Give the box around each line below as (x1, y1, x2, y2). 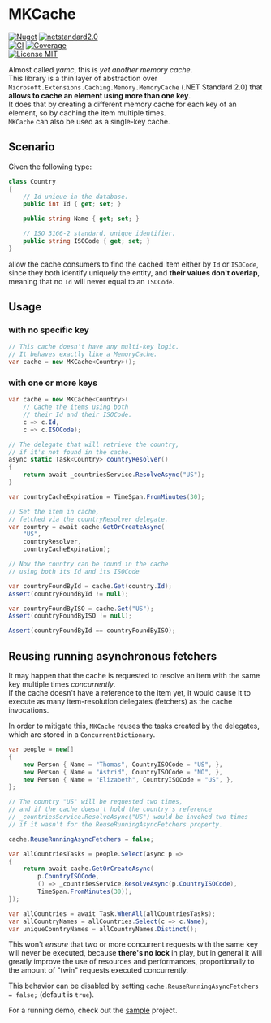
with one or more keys (8, 377, 98, 388)
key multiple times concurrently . (8, 679, 116, 689)
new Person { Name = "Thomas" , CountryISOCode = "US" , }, (23, 761, 223, 769)
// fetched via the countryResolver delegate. (8, 515, 169, 523)
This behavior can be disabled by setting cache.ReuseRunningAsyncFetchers (8, 981, 260, 991)
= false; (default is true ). (8, 990, 95, 999)
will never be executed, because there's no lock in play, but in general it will (8, 948, 262, 958)
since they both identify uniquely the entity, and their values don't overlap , (8, 267, 260, 277)
